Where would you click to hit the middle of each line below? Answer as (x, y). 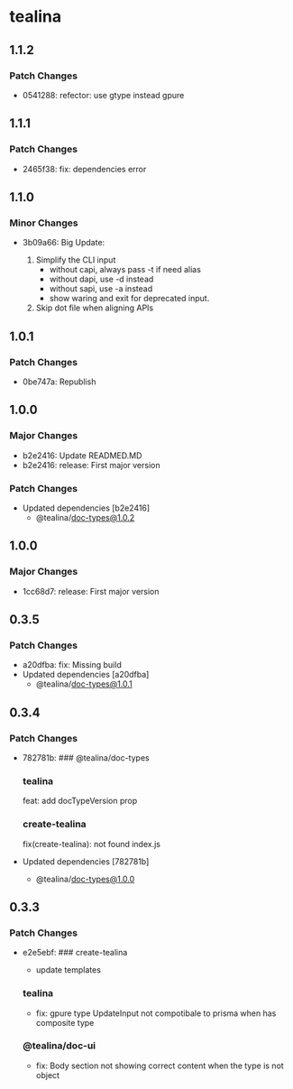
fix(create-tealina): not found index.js (91, 844)
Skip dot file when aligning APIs (95, 308)
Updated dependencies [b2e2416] (86, 508)
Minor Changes (44, 223)
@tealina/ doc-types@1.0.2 (85, 517)
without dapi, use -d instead (101, 279)
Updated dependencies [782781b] (86, 861)
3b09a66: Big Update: (64, 243)
